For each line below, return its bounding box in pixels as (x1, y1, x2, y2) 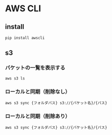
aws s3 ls (5, 76, 25, 81)
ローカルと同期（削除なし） (5, 88, 70, 95)
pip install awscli (5, 35, 45, 40)
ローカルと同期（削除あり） (5, 112, 70, 119)
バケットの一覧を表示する (5, 64, 66, 71)
